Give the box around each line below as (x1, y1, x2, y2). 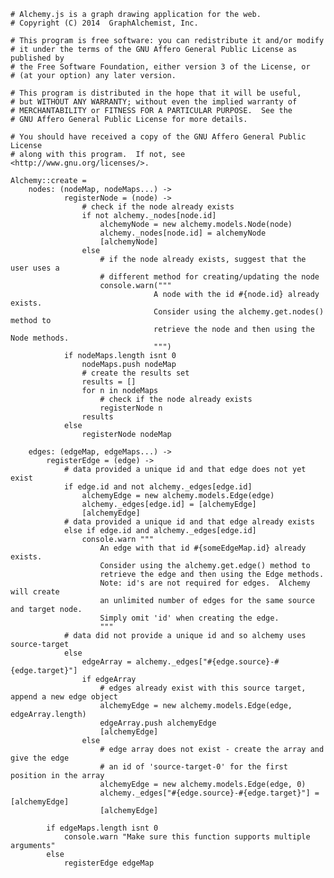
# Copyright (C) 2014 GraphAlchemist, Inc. (10, 18, 199, 28)
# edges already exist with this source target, (99, 683, 307, 693)
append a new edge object (10, 692, 118, 702)
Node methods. (10, 333, 70, 343)
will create (10, 587, 60, 597)
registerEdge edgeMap (63, 858, 155, 868)
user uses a (10, 263, 60, 273)
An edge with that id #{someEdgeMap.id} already (99, 543, 307, 553)
